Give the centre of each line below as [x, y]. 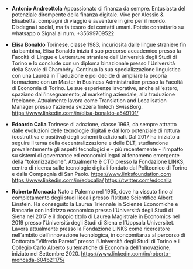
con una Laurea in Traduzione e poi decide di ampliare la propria [89, 76]
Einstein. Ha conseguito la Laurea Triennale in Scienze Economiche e [95, 204]
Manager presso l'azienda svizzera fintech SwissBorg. [77, 107]
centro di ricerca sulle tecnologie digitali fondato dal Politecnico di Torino [99, 168]
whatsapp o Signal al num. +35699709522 [63, 33]
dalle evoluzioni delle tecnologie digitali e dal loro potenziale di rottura [96, 130]
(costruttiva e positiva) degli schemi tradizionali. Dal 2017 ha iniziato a [95, 137]
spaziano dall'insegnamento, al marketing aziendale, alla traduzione [93, 94]
